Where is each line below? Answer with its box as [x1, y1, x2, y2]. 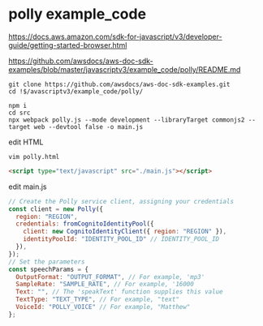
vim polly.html [8, 152, 60, 161]
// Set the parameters [8, 257, 85, 266]
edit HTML [8, 137, 44, 147]
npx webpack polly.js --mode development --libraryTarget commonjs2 [8, 115, 245, 124]
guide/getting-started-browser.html [8, 40, 127, 49]
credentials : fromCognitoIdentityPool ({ [15, 220, 154, 228]
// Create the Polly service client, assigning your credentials [8, 197, 234, 205]
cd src [8, 109, 31, 117]
